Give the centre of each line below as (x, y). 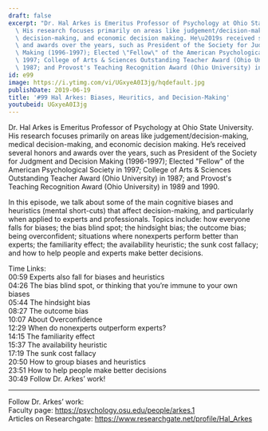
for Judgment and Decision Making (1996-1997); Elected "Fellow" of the (126, 161)
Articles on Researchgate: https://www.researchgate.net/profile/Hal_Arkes (130, 419)
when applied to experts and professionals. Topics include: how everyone (129, 219)
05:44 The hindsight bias (49, 302)
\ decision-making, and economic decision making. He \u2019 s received (135, 38)
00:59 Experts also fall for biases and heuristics (87, 277)
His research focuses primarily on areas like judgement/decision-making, (128, 136)
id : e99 (21, 75)
